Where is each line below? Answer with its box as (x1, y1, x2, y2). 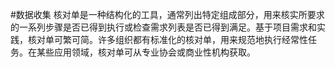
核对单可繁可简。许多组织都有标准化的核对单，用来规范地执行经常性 (27, 34, 308, 45)
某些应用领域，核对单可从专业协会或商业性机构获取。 (36, 46, 256, 58)
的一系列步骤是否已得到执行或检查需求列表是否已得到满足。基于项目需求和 (10, 21, 317, 33)
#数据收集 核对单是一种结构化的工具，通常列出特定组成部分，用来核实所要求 (10, 9, 325, 20)
